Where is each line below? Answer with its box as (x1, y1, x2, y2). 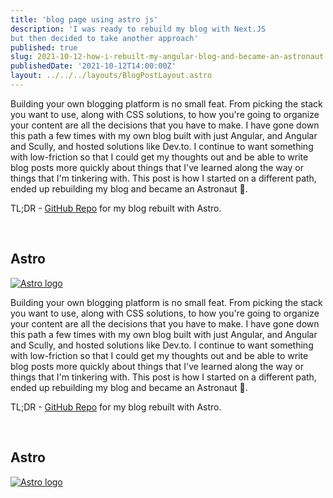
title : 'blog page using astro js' (10, 14, 159, 25)
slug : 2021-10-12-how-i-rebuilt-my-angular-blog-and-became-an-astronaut (10, 52, 325, 62)
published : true (10, 42, 78, 53)
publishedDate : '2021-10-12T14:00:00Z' (10, 61, 177, 71)
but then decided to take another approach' (10, 33, 199, 43)
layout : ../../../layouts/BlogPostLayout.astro (10, 71, 213, 81)
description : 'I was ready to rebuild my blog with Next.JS (10, 24, 267, 34)
